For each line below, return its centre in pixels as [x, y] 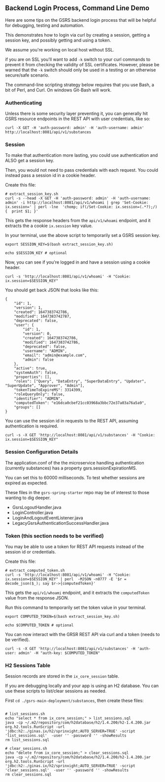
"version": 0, [37, 334]
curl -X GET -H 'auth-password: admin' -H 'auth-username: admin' [75, 128]
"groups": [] [27, 408]
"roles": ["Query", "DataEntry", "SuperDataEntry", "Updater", [80, 381]
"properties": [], [33, 377]
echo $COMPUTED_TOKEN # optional [39, 625]
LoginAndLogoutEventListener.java [48, 518]
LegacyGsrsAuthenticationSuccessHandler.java [61, 523]
